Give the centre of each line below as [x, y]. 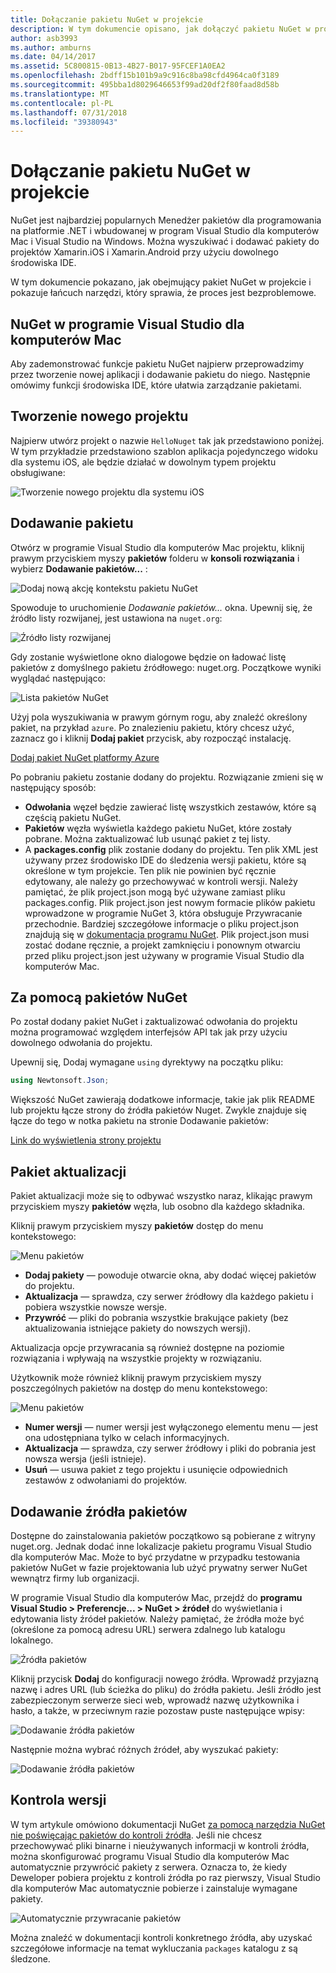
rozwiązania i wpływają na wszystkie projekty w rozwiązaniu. [136, 1358]
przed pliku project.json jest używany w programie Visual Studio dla [164, 955]
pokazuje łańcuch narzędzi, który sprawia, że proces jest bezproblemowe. [163, 293]
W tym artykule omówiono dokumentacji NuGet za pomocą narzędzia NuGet [168, 1824]
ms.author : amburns [51, 47]
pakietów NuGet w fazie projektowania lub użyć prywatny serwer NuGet [159, 1567]
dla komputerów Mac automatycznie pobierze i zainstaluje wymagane [154, 1888]
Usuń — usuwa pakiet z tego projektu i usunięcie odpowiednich [156, 1470]
